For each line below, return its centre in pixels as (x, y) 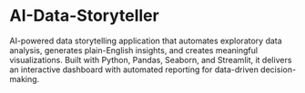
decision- (279, 70)
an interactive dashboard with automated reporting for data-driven (134, 70)
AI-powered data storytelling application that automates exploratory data (146, 41)
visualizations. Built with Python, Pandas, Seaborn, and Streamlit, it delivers (151, 60)
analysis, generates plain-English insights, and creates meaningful (133, 50)
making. (25, 79)
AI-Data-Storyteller (84, 16)
